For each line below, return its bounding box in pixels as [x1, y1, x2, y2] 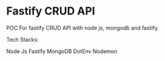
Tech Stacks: [6, 36, 39, 43]
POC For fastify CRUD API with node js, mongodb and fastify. [6, 24, 160, 31]
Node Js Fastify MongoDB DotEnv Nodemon [6, 47, 118, 55]
